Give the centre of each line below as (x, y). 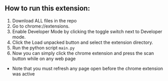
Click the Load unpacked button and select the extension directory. (82, 42)
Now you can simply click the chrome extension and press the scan (83, 53)
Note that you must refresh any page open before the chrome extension (88, 68)
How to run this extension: (47, 8)
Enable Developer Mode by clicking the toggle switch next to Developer (87, 31)
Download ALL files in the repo (44, 20)
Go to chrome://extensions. (41, 26)
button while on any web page (44, 59)
